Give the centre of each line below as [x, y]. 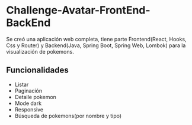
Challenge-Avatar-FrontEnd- [78, 10]
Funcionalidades [38, 70]
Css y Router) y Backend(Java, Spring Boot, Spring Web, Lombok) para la [96, 45]
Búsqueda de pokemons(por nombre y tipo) [68, 116]
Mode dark [28, 103]
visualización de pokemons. [40, 51]
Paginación [28, 91]
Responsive [29, 109]
